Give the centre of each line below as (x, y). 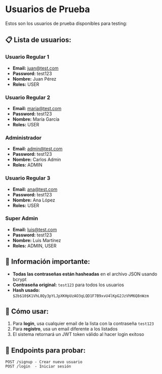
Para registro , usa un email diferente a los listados (65, 329)
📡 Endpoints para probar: (46, 350)
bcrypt (19, 279)
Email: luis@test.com (35, 229)
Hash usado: (26, 290)
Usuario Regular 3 (28, 178)
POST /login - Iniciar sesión (38, 366)
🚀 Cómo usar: (27, 311)
